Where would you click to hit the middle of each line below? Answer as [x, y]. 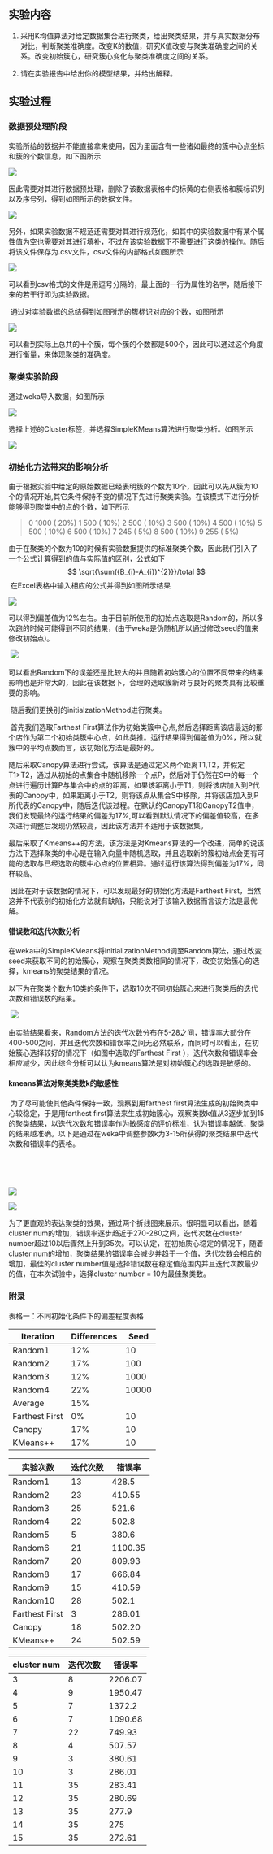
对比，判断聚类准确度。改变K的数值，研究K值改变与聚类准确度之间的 [135, 46]
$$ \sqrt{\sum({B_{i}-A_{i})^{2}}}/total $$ [136, 572]
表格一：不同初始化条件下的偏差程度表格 [76, 1316]
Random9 [31, 1587]
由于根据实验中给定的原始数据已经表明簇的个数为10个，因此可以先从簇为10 [133, 487]
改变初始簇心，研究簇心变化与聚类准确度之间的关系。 [123, 56]
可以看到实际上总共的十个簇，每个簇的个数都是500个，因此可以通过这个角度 [136, 344]
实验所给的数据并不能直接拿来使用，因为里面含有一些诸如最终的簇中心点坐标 [136, 145]
